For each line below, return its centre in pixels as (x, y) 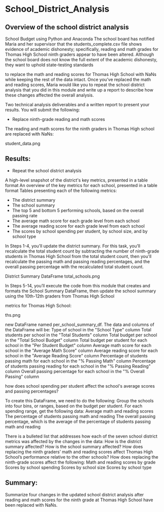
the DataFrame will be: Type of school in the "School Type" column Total (78, 329)
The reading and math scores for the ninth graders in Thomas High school (80, 129)
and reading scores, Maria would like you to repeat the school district (75, 85)
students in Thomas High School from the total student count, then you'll (78, 256)
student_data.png (23, 143)
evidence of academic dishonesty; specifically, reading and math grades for (82, 49)
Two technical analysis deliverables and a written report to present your (77, 105)
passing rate (25, 215)
